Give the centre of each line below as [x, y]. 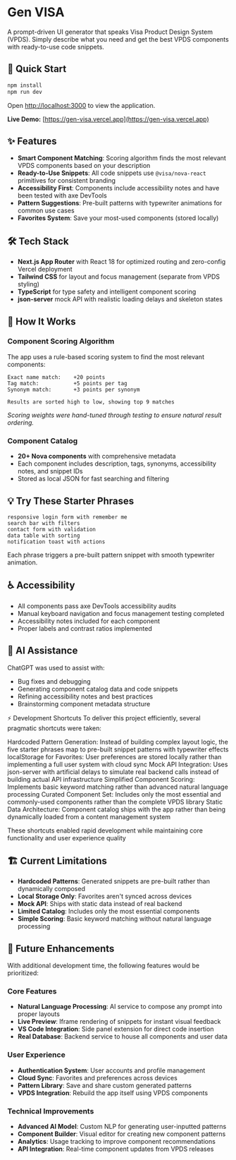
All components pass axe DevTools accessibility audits [97, 606]
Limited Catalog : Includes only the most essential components [108, 912]
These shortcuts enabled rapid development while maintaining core [105, 830]
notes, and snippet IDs [50, 471]
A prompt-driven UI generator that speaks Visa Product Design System [110, 32]
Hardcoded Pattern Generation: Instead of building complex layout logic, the [118, 742]
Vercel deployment [45, 270]
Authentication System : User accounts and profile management [111, 1070]
